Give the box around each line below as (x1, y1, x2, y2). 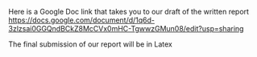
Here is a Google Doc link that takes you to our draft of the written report (8, 7, 250, 16)
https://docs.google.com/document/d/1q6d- (8, 15, 155, 25)
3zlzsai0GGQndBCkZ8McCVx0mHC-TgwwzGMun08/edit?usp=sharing (8, 24, 244, 33)
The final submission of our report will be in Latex (8, 39, 173, 49)
